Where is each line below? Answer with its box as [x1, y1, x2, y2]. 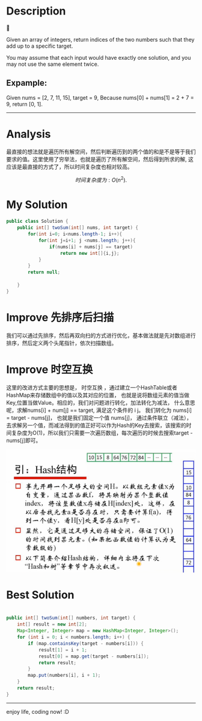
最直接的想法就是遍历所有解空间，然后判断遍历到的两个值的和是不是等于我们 [6, 148, 196, 155]
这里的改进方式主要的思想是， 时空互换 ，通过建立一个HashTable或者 [6, 383, 177, 391]
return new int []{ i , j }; [60, 250, 120, 256]
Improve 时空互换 [6, 362, 93, 376]
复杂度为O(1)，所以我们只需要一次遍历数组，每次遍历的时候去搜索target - [11, 429, 193, 436]
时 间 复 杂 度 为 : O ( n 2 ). [75, 175, 127, 184]
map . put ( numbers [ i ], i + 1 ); [28, 672, 101, 679]
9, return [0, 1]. [6, 100, 43, 107]
